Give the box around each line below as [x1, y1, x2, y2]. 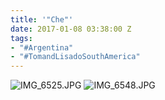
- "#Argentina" [10, 42, 74, 53]
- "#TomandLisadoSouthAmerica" [10, 52, 141, 62]
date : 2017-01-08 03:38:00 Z [10, 24, 132, 34]
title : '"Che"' [10, 14, 74, 25]
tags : [10, 33, 33, 43]
